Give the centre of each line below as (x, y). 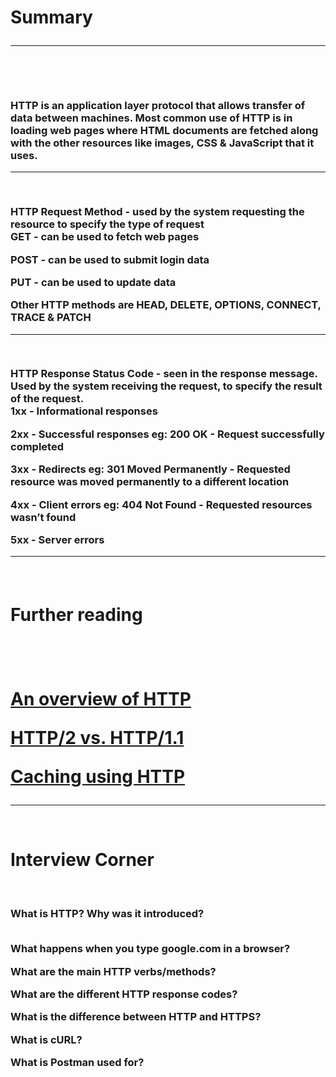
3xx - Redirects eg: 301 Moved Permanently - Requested (150, 469)
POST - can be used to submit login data (110, 259)
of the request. (47, 399)
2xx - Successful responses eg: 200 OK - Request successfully (167, 434)
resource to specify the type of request (107, 224)
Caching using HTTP (98, 777)
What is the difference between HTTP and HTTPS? (136, 1017)
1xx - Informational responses (84, 411)
